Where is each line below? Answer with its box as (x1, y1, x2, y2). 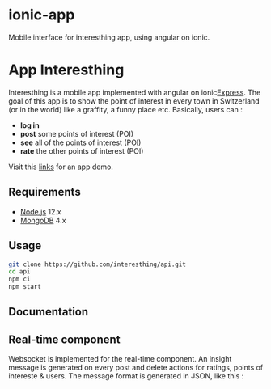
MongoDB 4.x (19, 215, 66, 225)
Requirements (8, 185, 81, 199)
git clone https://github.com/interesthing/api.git (8, 260, 186, 268)
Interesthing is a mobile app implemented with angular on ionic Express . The (8, 87, 261, 97)
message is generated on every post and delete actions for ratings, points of (8, 362, 264, 373)
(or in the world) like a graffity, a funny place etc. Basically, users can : (8, 104, 243, 114)
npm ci (8, 275, 31, 284)
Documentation (8, 305, 89, 319)
